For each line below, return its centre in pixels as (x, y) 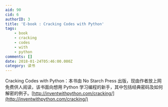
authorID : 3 (18, 19)
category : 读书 (20, 66)
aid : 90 (13, 10)
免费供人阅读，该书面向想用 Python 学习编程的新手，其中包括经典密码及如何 (84, 87)
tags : (11, 29)
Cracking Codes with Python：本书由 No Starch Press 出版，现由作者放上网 (83, 81)
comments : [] (19, 57)
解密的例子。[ (19, 93)
